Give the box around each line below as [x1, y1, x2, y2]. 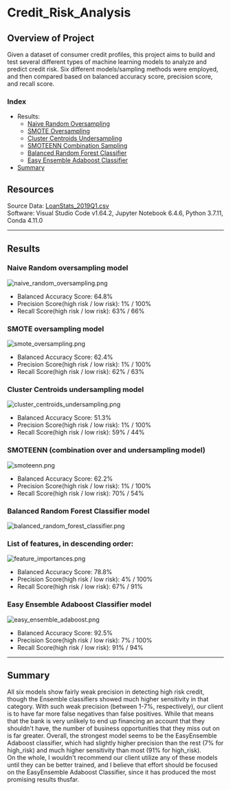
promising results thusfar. [7, 776, 80, 784]
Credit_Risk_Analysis [7, 5, 131, 21]
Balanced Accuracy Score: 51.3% [16, 414, 112, 422]
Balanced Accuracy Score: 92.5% [16, 628, 113, 637]
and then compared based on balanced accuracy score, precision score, [7, 72, 213, 80]
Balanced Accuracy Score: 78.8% [16, 568, 113, 576]
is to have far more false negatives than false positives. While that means [7, 710, 214, 718]
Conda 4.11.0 [7, 217, 43, 225]
